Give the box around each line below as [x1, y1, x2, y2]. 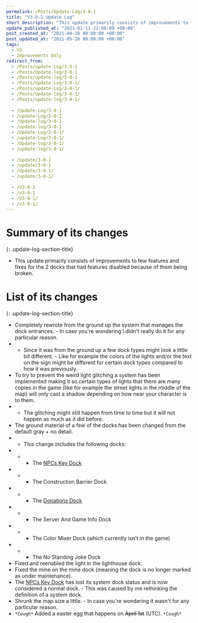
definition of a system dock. [14, 591, 82, 598]
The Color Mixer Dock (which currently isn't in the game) [32, 535, 170, 542]
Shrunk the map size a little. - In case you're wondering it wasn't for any [14, 598, 190, 605]
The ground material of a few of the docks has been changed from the [14, 422, 186, 429]
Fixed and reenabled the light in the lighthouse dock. [14, 560, 143, 567]
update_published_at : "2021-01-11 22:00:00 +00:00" [6, 25, 136, 31]
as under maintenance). [14, 572, 72, 579]
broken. [14, 270, 34, 277]
